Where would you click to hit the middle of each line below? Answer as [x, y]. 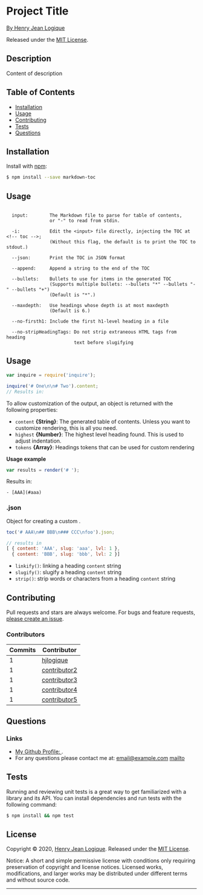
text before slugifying [104, 343]
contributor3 [59, 680]
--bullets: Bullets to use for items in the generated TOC [92, 279]
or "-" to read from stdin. [85, 221]
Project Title [37, 11]
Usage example [26, 459]
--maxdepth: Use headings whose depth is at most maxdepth [90, 306]
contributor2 [59, 670]
